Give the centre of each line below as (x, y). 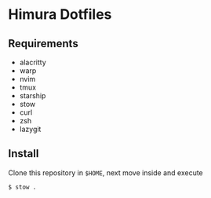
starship (33, 95)
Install (24, 154)
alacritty (33, 62)
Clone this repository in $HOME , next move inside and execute (106, 172)
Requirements (43, 44)
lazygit (30, 129)
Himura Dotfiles (60, 15)
